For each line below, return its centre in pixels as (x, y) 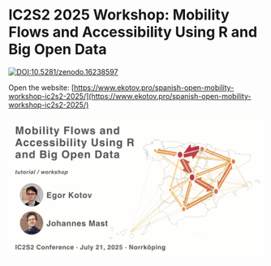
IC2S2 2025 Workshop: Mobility (119, 15)
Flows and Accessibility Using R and (133, 32)
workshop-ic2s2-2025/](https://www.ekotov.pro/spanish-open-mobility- (130, 96)
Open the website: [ (41, 88)
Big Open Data (58, 49)
